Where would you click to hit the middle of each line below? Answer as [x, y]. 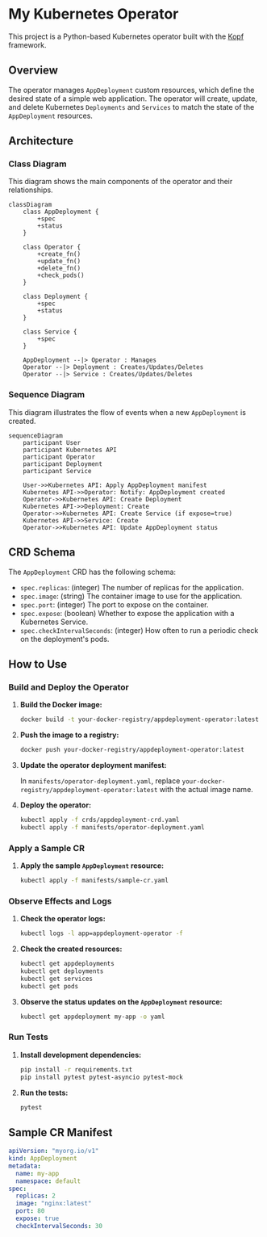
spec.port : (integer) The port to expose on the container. [114, 604]
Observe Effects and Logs [60, 901]
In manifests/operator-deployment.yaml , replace [100, 781]
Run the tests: [44, 1092]
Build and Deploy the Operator [69, 687]
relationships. [31, 190]
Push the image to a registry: [69, 735]
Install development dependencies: [81, 1055]
